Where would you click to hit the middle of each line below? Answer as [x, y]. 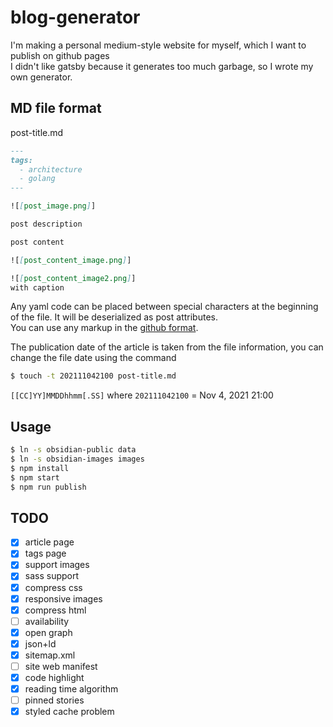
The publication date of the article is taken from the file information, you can [167, 347]
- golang [37, 179]
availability [47, 621]
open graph [48, 632]
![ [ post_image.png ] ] [53, 206]
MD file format [56, 108]
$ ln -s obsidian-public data [73, 450]
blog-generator [75, 17]
